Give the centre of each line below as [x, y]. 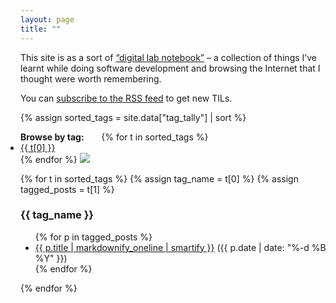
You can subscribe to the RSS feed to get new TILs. [126, 98]
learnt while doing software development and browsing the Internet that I [170, 68]
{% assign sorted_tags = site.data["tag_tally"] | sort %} [133, 117]
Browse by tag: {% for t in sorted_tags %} [114, 137]
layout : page [47, 19]
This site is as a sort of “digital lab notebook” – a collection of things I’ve [168, 57]
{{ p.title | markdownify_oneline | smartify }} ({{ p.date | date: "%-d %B [180, 247]
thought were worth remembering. [91, 78]
